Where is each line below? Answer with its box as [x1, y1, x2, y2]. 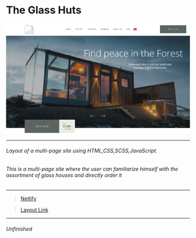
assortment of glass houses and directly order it [6, 171, 123, 178]
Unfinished [6, 225, 33, 232]
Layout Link [20, 206, 48, 213]
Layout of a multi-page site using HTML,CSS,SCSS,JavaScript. [6, 147, 157, 154]
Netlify [20, 195, 37, 202]
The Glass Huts [6, 4, 82, 17]
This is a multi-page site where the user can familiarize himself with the [6, 165, 178, 173]
